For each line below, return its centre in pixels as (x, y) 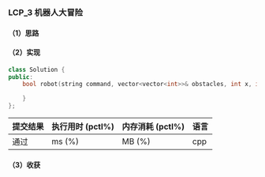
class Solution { (37, 70)
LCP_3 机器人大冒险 (46, 12)
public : (21, 77)
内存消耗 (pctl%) (153, 126)
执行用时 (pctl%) (83, 126)
